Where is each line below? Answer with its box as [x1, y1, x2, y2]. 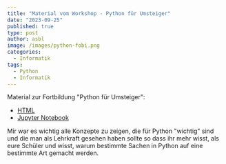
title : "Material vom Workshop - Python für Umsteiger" [7, 10, 171, 17]
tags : [7, 61, 23, 68]
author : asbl [7, 36, 45, 43]
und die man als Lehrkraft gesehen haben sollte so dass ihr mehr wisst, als [7, 134, 219, 143]
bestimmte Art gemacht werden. [7, 149, 99, 157]
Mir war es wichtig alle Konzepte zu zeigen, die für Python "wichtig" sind [7, 127, 214, 135]
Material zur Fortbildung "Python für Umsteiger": [7, 93, 145, 101]
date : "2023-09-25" [7, 17, 63, 23]
